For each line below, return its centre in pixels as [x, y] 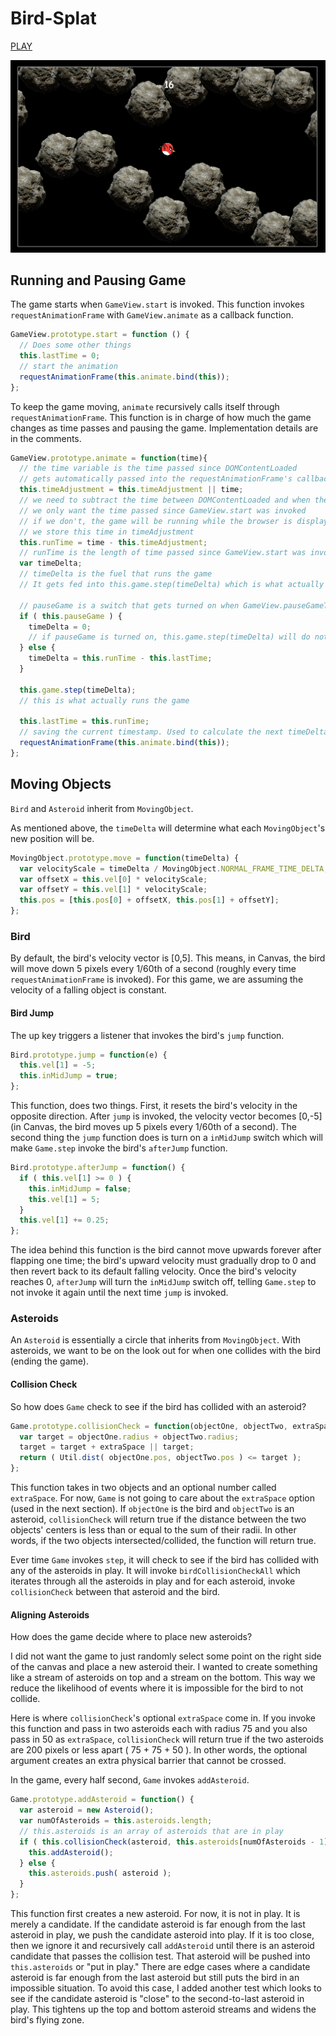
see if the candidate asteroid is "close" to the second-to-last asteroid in [157, 1998]
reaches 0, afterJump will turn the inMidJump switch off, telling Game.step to [163, 1282]
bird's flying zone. [47, 2020]
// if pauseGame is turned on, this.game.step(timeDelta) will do [169, 637]
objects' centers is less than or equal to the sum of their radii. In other [153, 1530]
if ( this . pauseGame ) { [71, 616]
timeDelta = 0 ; [60, 627]
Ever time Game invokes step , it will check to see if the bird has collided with [165, 1560]
